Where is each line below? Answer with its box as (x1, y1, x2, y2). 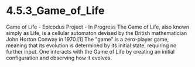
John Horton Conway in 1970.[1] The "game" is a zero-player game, (6, 36, 169, 43)
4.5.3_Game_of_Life (6, 4, 105, 17)
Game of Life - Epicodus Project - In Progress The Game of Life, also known (6, 23, 189, 30)
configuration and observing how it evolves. (6, 54, 112, 61)
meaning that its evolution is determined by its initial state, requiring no (6, 42, 177, 49)
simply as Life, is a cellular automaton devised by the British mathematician (6, 29, 187, 36)
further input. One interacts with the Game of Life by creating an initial (6, 48, 175, 55)
